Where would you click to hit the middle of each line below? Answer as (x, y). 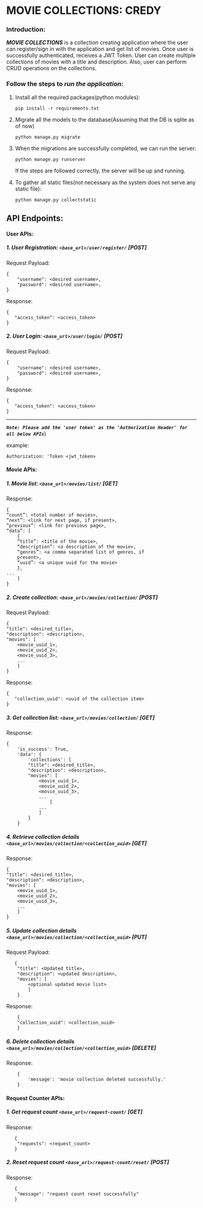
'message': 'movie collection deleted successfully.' (97, 1080)
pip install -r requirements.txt (57, 108)
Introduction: (26, 30)
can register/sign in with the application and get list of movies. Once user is (100, 49)
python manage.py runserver (50, 159)
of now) (25, 126)
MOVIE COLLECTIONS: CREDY (84, 11)
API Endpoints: (35, 218)
